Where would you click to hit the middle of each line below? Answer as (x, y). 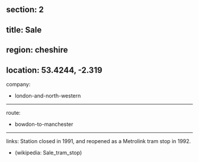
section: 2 (25, 10)
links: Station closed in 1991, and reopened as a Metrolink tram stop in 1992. (99, 141)
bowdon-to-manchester (44, 124)
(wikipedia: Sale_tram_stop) (48, 153)
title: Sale (24, 30)
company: (18, 84)
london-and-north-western (48, 95)
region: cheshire (37, 50)
